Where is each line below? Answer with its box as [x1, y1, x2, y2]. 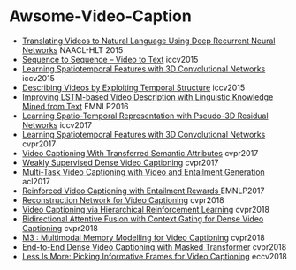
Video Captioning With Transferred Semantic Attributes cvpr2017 [21, 147, 259, 158]
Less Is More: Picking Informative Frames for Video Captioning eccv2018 [21, 251, 287, 261]
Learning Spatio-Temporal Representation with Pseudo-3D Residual [21, 110, 269, 121]
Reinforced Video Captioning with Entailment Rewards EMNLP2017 [21, 185, 265, 196]
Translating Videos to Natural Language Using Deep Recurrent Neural [21, 35, 276, 46]
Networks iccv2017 [21, 119, 93, 130]
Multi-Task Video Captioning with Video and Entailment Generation [21, 166, 265, 177]
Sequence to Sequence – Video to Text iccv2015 [21, 54, 199, 64]
